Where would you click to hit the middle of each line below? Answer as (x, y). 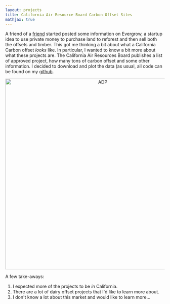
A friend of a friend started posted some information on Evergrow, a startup (84, 34)
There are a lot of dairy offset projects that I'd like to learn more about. (86, 292)
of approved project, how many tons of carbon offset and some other (77, 61)
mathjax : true (20, 19)
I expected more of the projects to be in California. (65, 286)
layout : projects (24, 10)
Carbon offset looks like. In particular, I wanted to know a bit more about (80, 50)
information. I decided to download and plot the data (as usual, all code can (84, 66)
